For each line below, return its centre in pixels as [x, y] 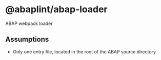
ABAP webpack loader [29, 23]
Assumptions [27, 39]
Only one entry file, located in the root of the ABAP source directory [84, 51]
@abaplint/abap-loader [56, 9]
